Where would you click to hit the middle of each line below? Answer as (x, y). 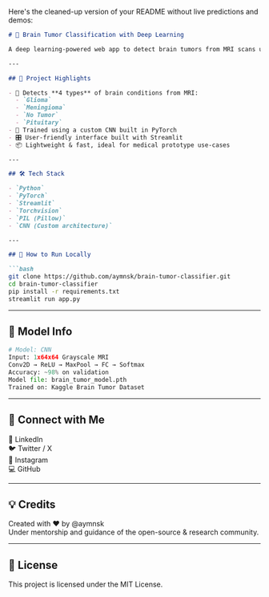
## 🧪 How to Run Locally (50, 255)
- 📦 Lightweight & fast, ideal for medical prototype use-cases (119, 145)
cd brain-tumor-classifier (53, 284)
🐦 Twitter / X (30, 448)
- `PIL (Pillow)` (37, 218)
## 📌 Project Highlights (50, 78)
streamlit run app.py (44, 299)
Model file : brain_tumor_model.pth (68, 380)
